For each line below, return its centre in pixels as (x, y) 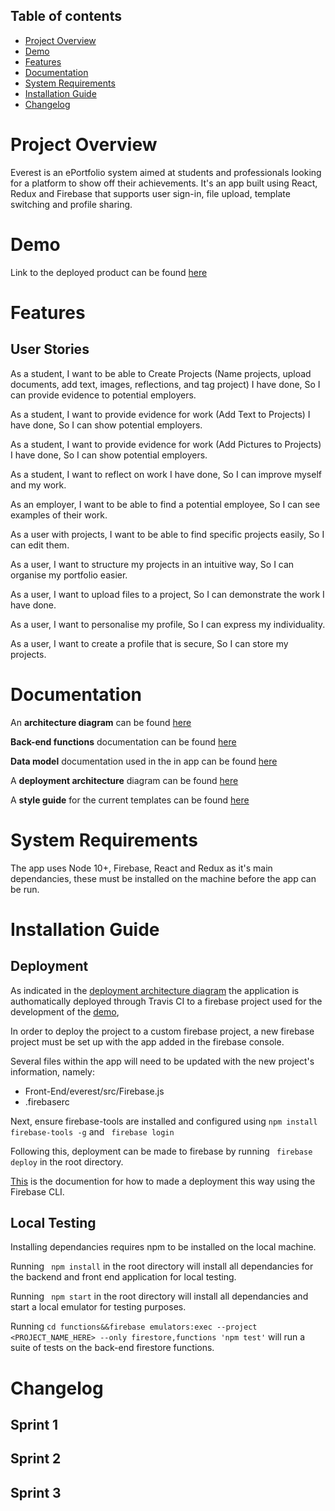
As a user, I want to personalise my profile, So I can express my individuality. (168, 624)
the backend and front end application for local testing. (123, 1277)
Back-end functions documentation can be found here (123, 741)
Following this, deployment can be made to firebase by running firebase (161, 1151)
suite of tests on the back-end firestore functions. (112, 1348)
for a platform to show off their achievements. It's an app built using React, (164, 183)
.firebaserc (47, 1101)
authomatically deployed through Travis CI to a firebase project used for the (166, 1001)
